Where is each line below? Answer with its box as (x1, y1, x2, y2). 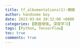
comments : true (5, 35, 37, 40)
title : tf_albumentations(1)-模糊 (5, 7, 76, 12)
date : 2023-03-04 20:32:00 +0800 (5, 16, 75, 21)
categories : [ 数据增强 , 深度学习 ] (5, 21, 71, 26)
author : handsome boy (5, 12, 50, 17)
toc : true (5, 30, 26, 35)
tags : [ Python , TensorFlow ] (5, 26, 64, 31)
